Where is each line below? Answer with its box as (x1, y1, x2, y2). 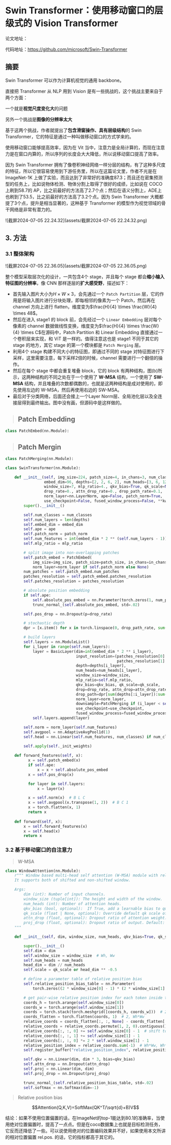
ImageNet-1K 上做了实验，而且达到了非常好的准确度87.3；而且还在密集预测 (5, 174, 163, 181)
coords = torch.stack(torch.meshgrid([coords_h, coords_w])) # (23, 1009, 163, 1015)
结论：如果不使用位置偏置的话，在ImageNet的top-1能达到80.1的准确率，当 (5, 1115, 161, 1121)
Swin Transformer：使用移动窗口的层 (5, 5, 164, 16)
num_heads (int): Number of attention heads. (23, 901, 122, 906)
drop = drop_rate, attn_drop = (75, 687, 136, 692)
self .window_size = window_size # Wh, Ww (23, 953, 115, 958)
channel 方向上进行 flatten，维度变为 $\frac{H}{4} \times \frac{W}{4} (12, 304, 157, 310)
